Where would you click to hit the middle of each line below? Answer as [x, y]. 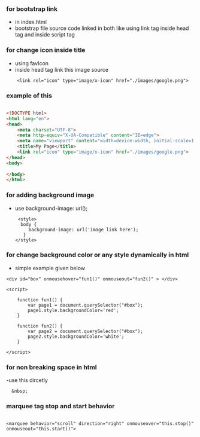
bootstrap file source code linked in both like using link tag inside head [102, 28]
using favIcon [32, 63]
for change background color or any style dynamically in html [98, 255]
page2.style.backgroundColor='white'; [76, 337]
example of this [29, 96]
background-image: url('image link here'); [84, 230]
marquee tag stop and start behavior [60, 407]
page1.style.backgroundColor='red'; [73, 310]
